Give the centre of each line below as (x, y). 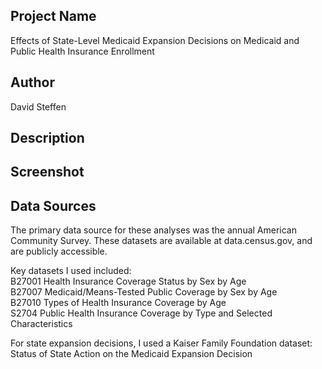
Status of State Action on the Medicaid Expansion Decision (131, 354)
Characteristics (41, 324)
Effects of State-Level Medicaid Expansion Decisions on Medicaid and (155, 40)
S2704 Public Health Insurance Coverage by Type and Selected (141, 313)
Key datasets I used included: (71, 271)
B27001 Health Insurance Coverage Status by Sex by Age (128, 281)
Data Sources (53, 205)
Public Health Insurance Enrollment (82, 51)
